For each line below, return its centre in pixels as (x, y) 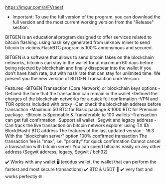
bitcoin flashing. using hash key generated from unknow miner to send (78, 42)
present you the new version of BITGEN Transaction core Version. (73, 79)
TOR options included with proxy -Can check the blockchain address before (83, 104)
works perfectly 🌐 (24, 176)
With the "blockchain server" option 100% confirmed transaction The (76, 136)
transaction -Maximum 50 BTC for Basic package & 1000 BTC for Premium (82, 109)
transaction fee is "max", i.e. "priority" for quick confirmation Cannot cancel (83, 141)
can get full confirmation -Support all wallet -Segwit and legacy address (79, 120)
